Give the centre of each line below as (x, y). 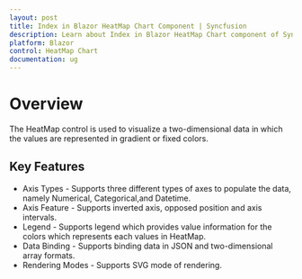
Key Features (47, 167)
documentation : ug (44, 59)
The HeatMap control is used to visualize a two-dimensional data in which (146, 129)
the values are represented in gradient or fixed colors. (109, 138)
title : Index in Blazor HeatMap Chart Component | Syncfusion (128, 26)
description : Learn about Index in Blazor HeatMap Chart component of (144, 34)
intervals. (40, 217)
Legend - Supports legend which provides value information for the (147, 227)
